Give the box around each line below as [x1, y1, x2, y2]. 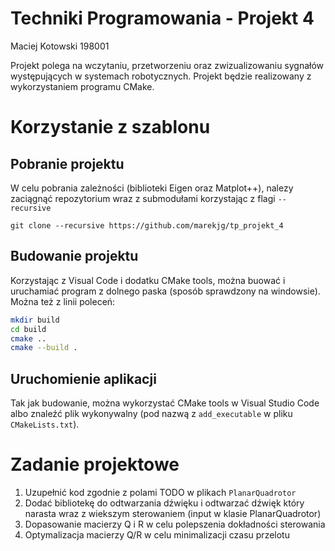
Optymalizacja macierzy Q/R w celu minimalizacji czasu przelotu [24, 529, 290, 541]
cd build [10, 324, 47, 334]
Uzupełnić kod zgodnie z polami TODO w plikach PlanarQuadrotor [24, 487, 297, 498]
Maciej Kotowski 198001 [10, 40, 110, 52]
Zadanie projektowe [10, 453, 180, 476]
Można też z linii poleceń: [10, 295, 116, 307]
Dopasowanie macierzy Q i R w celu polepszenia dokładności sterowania [24, 518, 326, 530]
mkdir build [10, 315, 60, 325]
